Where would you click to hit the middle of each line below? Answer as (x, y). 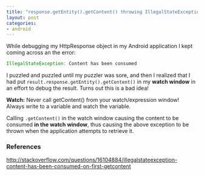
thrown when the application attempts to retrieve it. (70, 131)
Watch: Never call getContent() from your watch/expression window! (93, 100)
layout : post (23, 18)
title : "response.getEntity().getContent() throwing (74, 12)
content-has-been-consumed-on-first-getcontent (69, 166)
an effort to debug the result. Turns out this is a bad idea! (77, 88)
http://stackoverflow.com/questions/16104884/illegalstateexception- (92, 160)
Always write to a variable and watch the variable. (69, 106)
